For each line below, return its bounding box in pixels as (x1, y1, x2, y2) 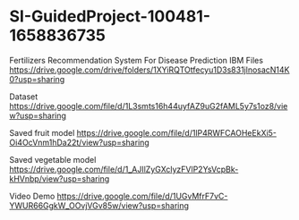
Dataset (9, 91, 38, 102)
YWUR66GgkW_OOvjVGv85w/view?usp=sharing (9, 199, 190, 211)
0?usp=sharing (9, 73, 65, 84)
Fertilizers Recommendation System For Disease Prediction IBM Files (9, 55, 264, 65)
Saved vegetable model (9, 154, 97, 165)
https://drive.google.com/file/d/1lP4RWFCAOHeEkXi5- (76, 127, 278, 138)
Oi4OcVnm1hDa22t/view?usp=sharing (9, 137, 149, 148)
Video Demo (9, 190, 56, 201)
